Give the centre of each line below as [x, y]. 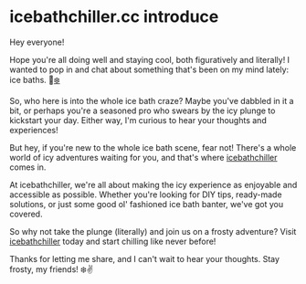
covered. [26, 214]
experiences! [34, 130]
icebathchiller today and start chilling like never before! [113, 241]
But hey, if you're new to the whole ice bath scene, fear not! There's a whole [153, 147]
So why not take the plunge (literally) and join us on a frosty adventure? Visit [153, 231]
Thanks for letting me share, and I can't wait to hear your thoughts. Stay [145, 258]
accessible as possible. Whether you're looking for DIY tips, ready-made [146, 195]
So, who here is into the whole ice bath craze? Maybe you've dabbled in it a [152, 100]
